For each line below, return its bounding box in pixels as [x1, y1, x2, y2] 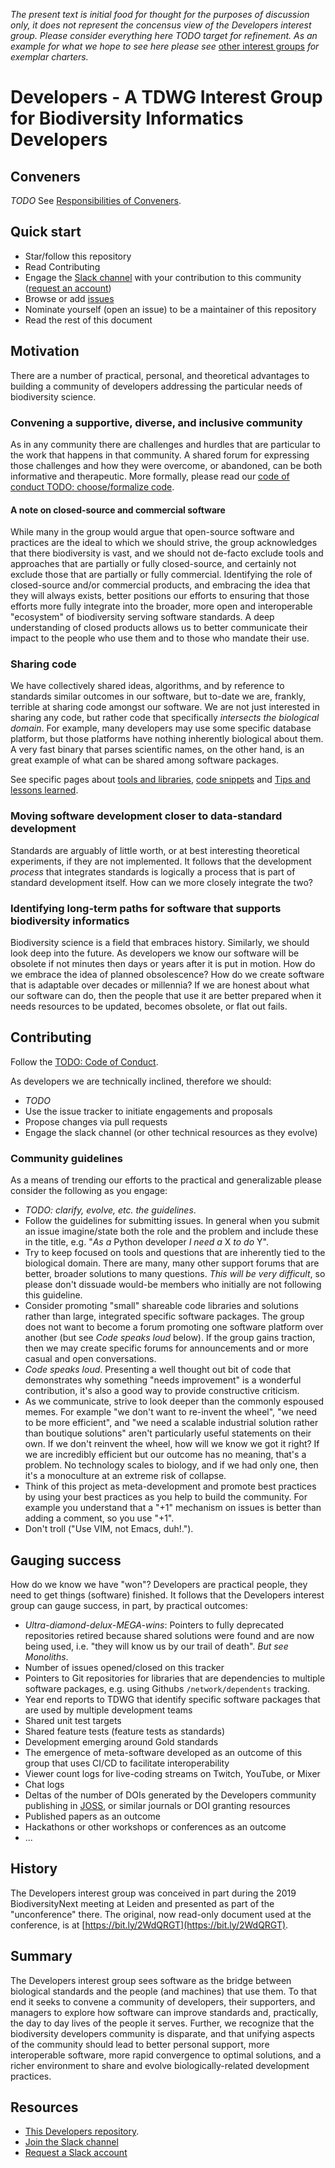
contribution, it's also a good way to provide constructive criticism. [24, 1385, 300, 1397]
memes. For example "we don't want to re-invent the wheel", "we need [24, 1406, 318, 1418]
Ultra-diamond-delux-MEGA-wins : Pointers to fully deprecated [24, 1619, 285, 1631]
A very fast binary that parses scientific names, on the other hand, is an [10, 744, 305, 756]
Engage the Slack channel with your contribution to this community [24, 271, 302, 283]
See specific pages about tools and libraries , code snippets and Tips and [10, 774, 311, 786]
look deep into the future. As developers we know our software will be [10, 947, 300, 959]
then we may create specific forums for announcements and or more [24, 1342, 309, 1354]
